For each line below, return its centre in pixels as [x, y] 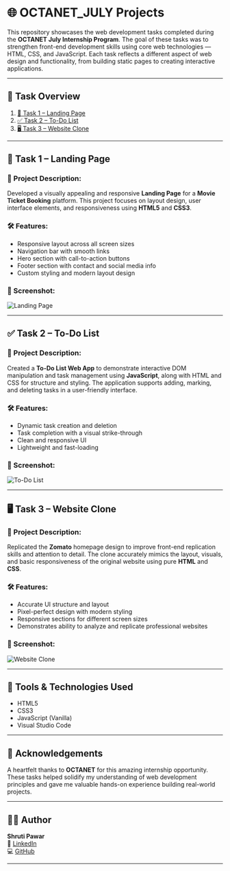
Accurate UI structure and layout [63, 604]
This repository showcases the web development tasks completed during [111, 32]
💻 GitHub [21, 851]
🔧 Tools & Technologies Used [70, 687]
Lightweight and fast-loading [58, 448]
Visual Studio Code [44, 726]
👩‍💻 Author [29, 820]
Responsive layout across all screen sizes [76, 243]
